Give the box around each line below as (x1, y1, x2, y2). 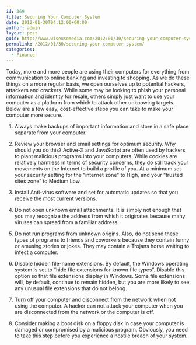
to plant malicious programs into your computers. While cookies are (14, 152, 177, 159)
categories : (6, 47, 35, 53)
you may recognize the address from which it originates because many (14, 212, 185, 219)
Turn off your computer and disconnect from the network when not (14, 296, 176, 303)
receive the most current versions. (14, 195, 97, 202)
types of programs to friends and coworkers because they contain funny (14, 236, 190, 243)
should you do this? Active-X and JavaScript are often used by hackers (14, 147, 185, 154)
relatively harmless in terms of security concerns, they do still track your (14, 159, 188, 166)
